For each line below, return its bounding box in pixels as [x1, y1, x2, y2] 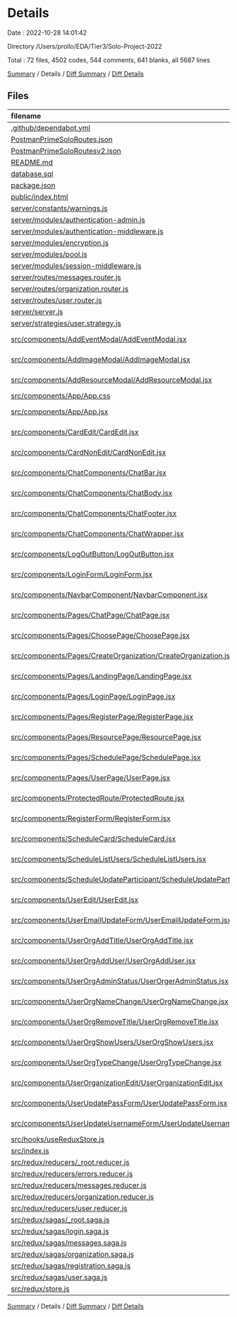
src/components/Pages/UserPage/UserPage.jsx [11, 772, 171, 782]
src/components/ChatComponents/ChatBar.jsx [11, 468, 167, 477]
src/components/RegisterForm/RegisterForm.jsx [11, 813, 171, 823]
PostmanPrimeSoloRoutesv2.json [11, 146, 121, 156]
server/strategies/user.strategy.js [11, 318, 121, 328]
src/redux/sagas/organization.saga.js [11, 1249, 134, 1259]
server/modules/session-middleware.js [11, 260, 142, 270]
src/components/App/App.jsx [11, 407, 109, 417]
